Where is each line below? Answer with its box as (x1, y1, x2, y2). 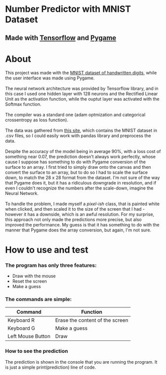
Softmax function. (5, 101, 41, 107)
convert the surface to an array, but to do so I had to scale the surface (5, 169, 148, 175)
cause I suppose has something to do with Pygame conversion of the (5, 159, 146, 165)
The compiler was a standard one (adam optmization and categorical (5, 112, 146, 117)
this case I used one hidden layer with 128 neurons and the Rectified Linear (5, 90, 158, 97)
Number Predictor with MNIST (5, 3, 131, 15)
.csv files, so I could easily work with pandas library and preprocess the (5, 132, 151, 139)
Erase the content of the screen (55, 317, 128, 324)
